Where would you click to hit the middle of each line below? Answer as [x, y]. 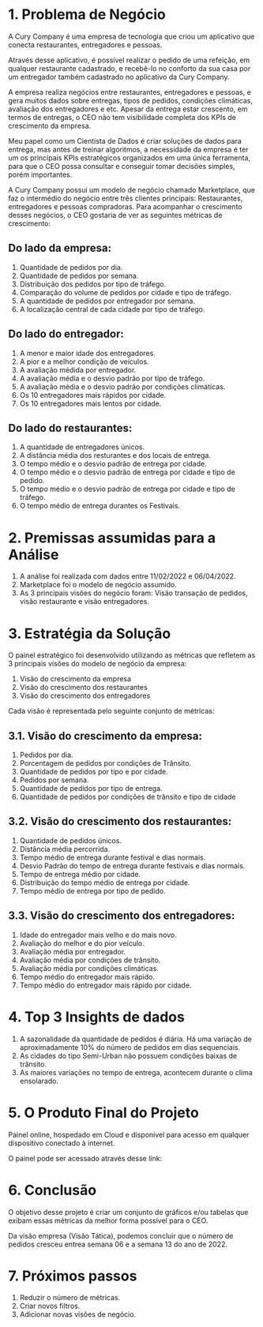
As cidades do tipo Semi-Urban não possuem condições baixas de [128, 1055]
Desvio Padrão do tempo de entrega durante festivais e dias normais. [132, 865]
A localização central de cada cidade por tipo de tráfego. [112, 309]
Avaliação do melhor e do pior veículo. [82, 943]
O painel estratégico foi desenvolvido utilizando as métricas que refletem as [132, 655]
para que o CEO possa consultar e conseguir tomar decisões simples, [122, 166]
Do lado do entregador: [66, 334]
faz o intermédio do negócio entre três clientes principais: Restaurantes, [126, 198]
